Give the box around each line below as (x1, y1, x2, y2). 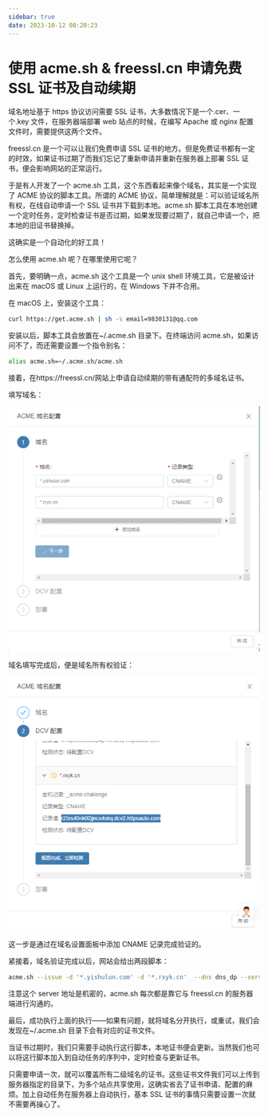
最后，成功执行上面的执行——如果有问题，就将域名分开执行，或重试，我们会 (8, 1015, 260, 1025)
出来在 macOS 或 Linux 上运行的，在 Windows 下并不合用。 (8, 282, 204, 291)
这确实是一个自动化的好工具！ (8, 238, 106, 247)
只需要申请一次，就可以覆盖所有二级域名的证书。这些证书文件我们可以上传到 (8, 1069, 260, 1079)
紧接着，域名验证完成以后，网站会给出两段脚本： (8, 956, 169, 965)
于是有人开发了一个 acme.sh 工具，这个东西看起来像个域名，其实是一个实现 (8, 180, 257, 191)
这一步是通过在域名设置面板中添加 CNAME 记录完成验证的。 (8, 939, 206, 948)
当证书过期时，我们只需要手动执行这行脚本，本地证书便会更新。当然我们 (8, 1042, 246, 1052)
